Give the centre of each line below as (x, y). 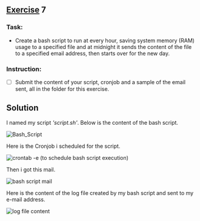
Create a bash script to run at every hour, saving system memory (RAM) (105, 40)
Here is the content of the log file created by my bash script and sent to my (100, 193)
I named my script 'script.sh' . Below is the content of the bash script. (92, 122)
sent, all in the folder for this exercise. (62, 89)
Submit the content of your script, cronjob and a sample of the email (100, 82)
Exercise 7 (26, 10)
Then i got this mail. (31, 170)
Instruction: (24, 69)
